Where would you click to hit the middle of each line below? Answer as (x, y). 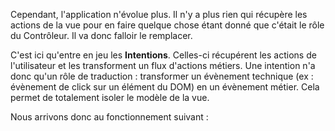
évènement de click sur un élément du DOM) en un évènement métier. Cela (165, 87)
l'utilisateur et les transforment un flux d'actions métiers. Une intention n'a (163, 65)
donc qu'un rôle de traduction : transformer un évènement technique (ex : (162, 76)
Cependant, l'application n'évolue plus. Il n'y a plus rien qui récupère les (159, 14)
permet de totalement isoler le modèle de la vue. (110, 97)
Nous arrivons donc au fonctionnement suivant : (109, 117)
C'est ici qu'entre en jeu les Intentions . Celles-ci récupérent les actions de (163, 55)
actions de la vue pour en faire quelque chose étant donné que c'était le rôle (167, 25)
